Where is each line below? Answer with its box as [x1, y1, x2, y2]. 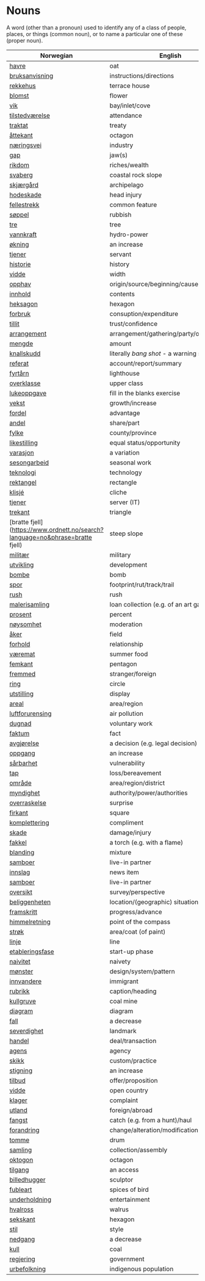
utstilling [9, 689, 34, 698]
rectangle [109, 478, 137, 486]
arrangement [9, 329, 47, 337]
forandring [9, 1125, 40, 1134]
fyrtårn [9, 369, 29, 377]
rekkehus [9, 81, 36, 90]
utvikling [9, 560, 34, 569]
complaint [109, 1096, 138, 1105]
